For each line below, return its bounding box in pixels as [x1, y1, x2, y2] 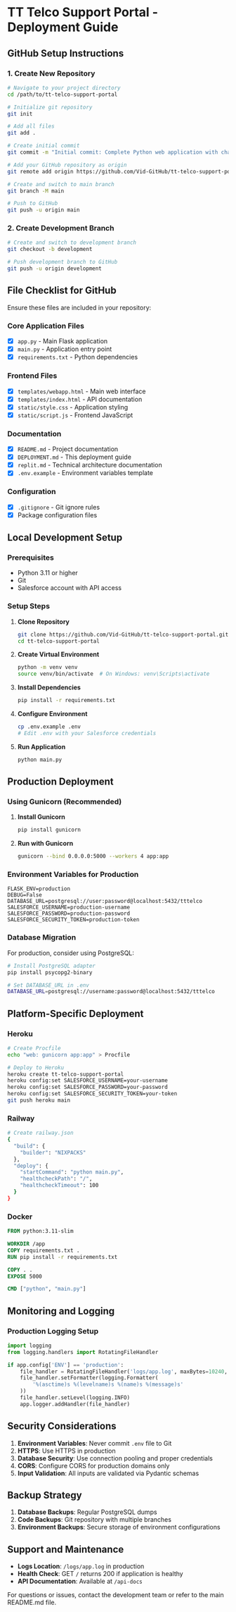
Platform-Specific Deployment [7, 1007, 144, 1019]
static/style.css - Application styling [17, 402, 129, 411]
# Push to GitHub [7, 200, 58, 207]
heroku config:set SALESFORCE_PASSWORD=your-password [7, 1083, 169, 1091]
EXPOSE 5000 [7, 1273, 42, 1280]
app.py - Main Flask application [17, 337, 108, 345]
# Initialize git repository [7, 104, 93, 111]
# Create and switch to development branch [7, 239, 137, 247]
